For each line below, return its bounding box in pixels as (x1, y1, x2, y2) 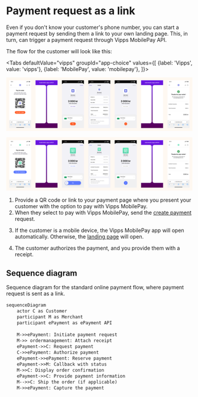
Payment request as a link (6, 4, 136, 18)
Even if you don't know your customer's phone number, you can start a (6, 24, 179, 31)
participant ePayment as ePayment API (17, 320, 112, 326)
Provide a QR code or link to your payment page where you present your (14, 196, 191, 204)
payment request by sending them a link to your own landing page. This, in (6, 30, 188, 37)
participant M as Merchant (17, 314, 83, 320)
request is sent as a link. (6, 290, 65, 297)
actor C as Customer (17, 308, 67, 314)
